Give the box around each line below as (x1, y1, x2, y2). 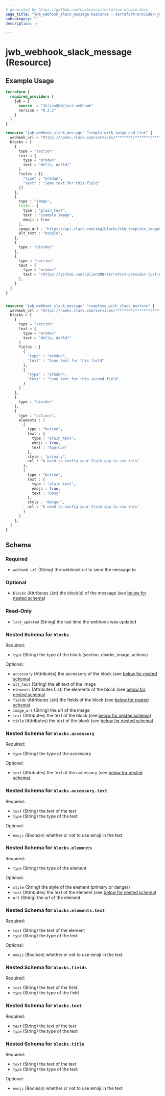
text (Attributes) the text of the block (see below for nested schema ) (12, 712, 151, 718)
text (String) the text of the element (12, 927, 85, 933)
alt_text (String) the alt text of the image (12, 681, 96, 687)
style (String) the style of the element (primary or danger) (12, 884, 130, 890)
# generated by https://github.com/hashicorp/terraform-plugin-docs (5, 7, 148, 12)
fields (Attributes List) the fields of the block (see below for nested (12, 697, 149, 703)
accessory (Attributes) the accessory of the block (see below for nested (12, 671, 157, 676)
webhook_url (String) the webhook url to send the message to (12, 567, 136, 573)
